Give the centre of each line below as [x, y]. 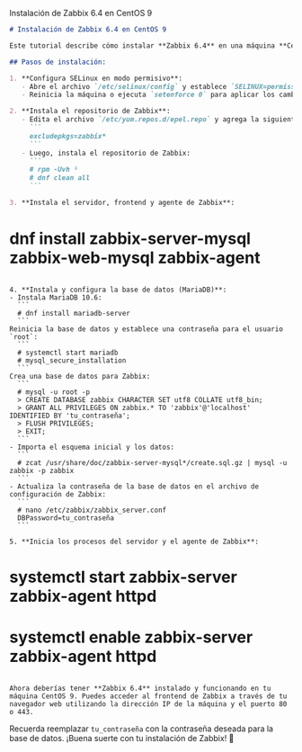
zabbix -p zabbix [42, 470]
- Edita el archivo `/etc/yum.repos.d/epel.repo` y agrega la [140, 120]
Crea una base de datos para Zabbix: [80, 376]
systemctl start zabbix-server [124, 577]
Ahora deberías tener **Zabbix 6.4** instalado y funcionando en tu [140, 688]
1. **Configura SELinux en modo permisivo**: [96, 78]
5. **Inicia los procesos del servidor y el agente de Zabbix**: [134, 542]
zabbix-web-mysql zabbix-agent [135, 258]
